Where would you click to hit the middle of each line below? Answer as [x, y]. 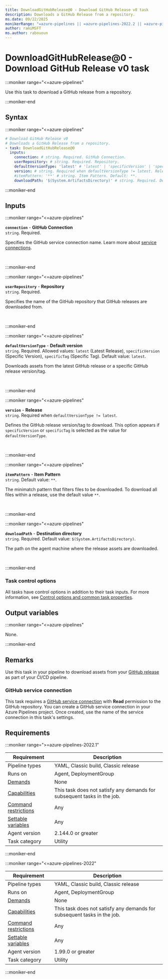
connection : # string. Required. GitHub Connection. [70, 157]
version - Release [24, 410]
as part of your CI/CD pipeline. [36, 677]
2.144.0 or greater [76, 833]
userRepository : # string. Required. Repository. [67, 162]
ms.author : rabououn [27, 33]
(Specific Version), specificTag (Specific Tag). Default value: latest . [76, 356]
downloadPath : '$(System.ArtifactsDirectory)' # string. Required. [86, 181]
